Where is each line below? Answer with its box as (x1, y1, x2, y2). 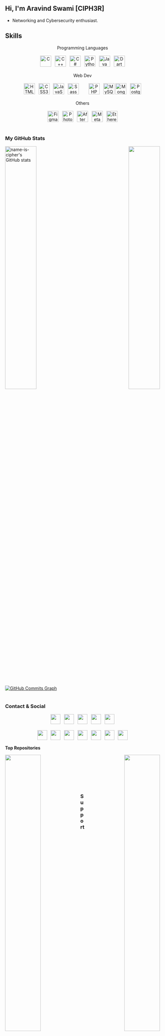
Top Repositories (5, 745, 41, 751)
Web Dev (73, 72, 92, 78)
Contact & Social (5, 703, 46, 710)
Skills (5, 32, 22, 40)
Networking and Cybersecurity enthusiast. (12, 17, 98, 23)
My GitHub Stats (5, 135, 45, 142)
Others (75, 100, 90, 106)
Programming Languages (57, 45, 108, 51)
